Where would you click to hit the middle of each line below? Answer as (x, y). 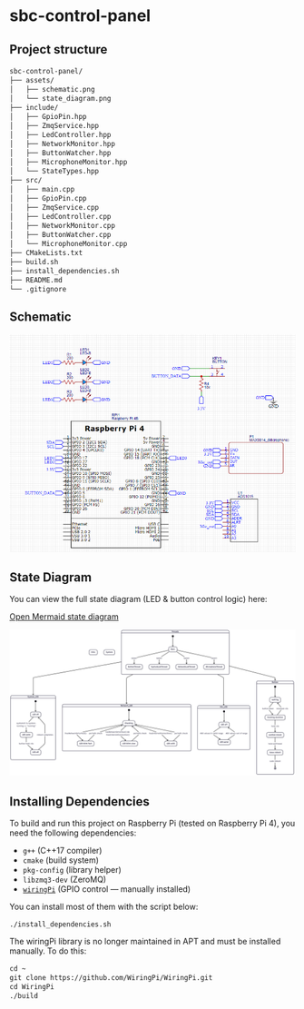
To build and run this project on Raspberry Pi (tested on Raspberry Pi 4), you (152, 824)
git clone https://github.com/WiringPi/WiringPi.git (111, 978)
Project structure (59, 49)
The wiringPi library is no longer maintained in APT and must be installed (145, 942)
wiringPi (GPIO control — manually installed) (107, 889)
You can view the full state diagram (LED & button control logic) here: (138, 599)
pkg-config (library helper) (72, 870)
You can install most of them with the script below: (104, 907)
